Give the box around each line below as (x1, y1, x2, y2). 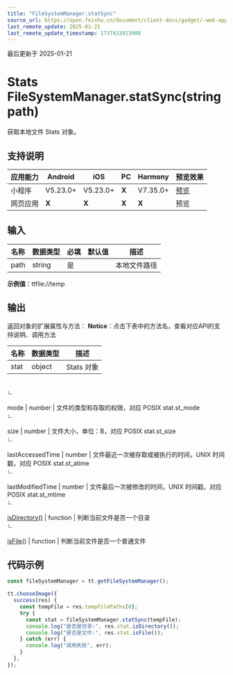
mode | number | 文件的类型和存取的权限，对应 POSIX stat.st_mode (7, 403, 200, 412)
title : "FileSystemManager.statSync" (7, 10, 116, 17)
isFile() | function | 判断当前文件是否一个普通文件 (7, 537, 146, 545)
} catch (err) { (19, 635, 67, 643)
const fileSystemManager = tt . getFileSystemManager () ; (7, 578, 169, 585)
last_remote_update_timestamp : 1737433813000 (7, 29, 141, 37)
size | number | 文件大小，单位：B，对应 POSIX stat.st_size (7, 427, 176, 435)
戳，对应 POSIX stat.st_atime (7, 459, 89, 467)
